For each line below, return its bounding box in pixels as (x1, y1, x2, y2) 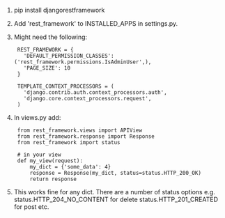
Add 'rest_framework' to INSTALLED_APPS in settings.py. (13, 20, 178, 27)
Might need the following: (13, 33, 88, 41)
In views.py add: (13, 114, 61, 121)
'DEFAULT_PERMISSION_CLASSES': (23, 52, 114, 59)
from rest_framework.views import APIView (17, 127, 143, 134)
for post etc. (13, 203, 49, 211)
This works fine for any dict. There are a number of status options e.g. (13, 188, 216, 196)
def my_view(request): (17, 157, 84, 164)
